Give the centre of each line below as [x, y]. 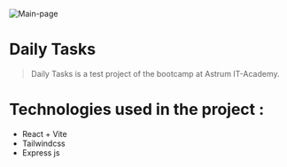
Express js [41, 152]
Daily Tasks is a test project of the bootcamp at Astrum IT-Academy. [155, 73]
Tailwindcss [43, 143]
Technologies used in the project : [137, 110]
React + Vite [45, 133]
